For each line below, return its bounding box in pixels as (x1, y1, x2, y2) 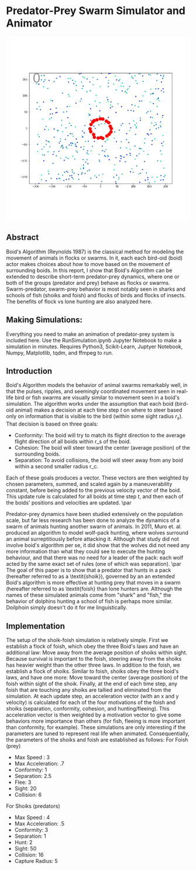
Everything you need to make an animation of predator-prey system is (6, 330, 175, 338)
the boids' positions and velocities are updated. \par (6, 499, 132, 507)
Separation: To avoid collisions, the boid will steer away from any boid (14, 457, 183, 464)
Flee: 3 (14, 779, 32, 786)
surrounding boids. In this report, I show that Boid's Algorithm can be (6, 267, 173, 274)
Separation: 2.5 (14, 772, 51, 779)
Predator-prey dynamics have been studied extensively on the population (6, 511, 183, 518)
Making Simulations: (6, 315, 83, 325)
